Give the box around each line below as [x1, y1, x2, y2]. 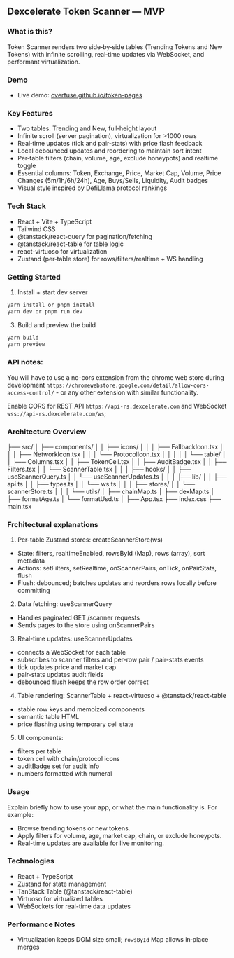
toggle [17, 161, 36, 170]
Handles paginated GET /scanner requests [17, 613, 140, 622]
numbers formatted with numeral [17, 769, 112, 778]
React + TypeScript [17, 872, 73, 880]
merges [17, 943, 40, 952]
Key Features [7, 108, 54, 118]
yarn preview [7, 341, 45, 348]
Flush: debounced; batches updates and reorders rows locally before [17, 579, 217, 587]
